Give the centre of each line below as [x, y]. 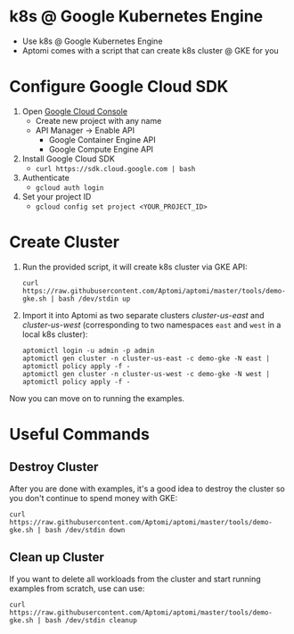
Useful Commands [79, 434]
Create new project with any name [98, 120]
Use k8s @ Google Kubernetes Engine [92, 41]
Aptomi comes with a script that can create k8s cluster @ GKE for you [150, 50]
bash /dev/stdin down [85, 530]
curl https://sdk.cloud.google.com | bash [115, 169]
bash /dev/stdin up [94, 299]
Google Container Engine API [102, 139]
